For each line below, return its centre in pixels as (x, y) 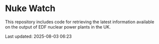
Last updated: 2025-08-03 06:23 (38, 36)
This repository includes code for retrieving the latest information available (80, 22)
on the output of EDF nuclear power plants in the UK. (58, 27)
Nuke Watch (30, 8)
